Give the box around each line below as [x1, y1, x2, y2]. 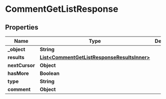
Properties [5, 23, 39, 32]
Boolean [40, 70, 60, 77]
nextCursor [7, 62, 36, 68]
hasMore [7, 70, 29, 77]
